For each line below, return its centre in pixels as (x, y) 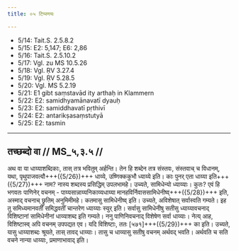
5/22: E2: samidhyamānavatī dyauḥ (69, 100)
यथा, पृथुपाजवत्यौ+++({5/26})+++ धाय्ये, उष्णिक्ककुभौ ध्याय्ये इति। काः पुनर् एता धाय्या (107, 177)
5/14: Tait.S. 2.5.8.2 (46, 40)
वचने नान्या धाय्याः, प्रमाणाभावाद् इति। (48, 240)
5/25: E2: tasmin (41, 123)
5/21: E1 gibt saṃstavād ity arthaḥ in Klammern (86, 93)
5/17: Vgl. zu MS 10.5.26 (52, 63)
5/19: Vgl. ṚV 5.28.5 (46, 78)
